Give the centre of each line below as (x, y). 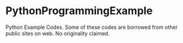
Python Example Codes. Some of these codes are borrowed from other (91, 27)
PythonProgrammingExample (79, 11)
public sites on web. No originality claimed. (58, 33)
